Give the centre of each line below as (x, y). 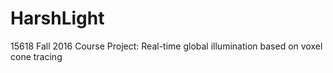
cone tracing (36, 56)
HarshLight (57, 18)
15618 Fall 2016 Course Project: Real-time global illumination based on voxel (166, 46)
